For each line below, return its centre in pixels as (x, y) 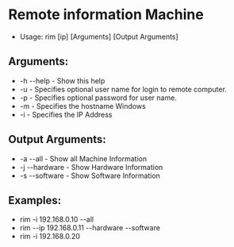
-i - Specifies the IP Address (66, 114)
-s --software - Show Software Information (90, 176)
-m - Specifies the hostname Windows (83, 106)
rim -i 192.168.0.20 (50, 237)
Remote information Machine (106, 15)
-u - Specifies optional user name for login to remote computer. (123, 89)
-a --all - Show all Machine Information (83, 158)
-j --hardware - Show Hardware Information (91, 167)
